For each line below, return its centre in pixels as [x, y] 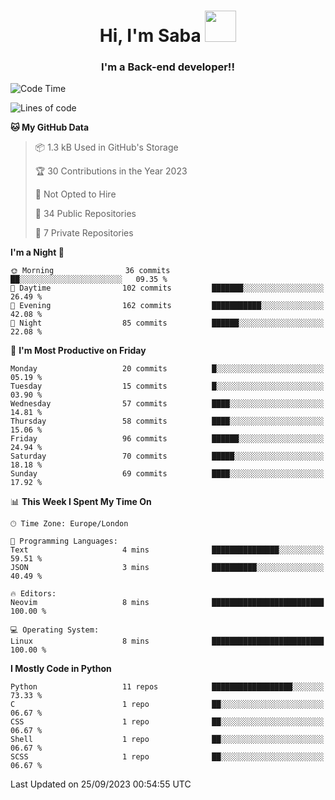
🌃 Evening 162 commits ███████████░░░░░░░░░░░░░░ [167, 306]
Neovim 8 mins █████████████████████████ [167, 603]
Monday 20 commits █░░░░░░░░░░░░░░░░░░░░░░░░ [167, 369]
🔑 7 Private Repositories [84, 233]
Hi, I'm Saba [150, 36]
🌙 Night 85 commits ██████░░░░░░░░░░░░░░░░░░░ [167, 323]
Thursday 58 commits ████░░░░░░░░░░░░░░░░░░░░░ [167, 421]
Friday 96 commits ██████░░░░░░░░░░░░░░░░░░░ [167, 439]
